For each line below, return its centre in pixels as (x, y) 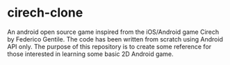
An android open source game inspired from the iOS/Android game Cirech (113, 32)
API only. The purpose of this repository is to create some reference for (109, 46)
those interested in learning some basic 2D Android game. (90, 54)
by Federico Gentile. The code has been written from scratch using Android (115, 39)
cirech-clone (45, 13)
